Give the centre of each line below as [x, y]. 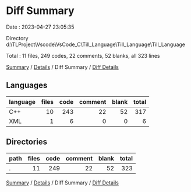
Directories [27, 142]
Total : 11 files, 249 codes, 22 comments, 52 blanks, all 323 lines [83, 55]
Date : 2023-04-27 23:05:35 [40, 27]
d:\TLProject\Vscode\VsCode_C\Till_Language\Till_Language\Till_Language [95, 44]
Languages [27, 85]
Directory [17, 38]
